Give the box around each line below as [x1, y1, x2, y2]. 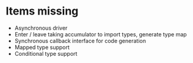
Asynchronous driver [14, 24, 68, 31]
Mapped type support [14, 44, 70, 51]
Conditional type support [14, 50, 78, 57]
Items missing [5, 4, 79, 18]
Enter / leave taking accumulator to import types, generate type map [14, 30, 187, 38]
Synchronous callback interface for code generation [14, 37, 146, 44]
